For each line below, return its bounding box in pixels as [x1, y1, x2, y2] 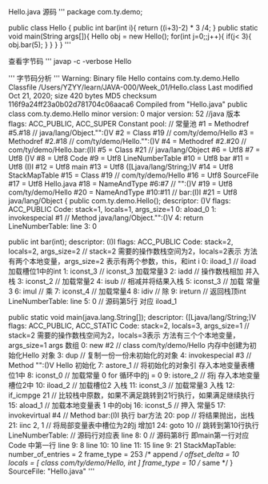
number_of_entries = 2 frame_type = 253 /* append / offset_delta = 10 [8, 450, 240, 458]
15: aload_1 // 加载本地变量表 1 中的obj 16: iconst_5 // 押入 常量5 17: [8, 401, 226, 410]
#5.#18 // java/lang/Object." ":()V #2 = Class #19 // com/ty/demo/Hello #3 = [8, 128, 254, 138]
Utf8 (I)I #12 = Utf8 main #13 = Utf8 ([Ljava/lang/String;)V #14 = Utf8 [8, 162, 234, 171]
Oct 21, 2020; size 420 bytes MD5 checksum [8, 91, 158, 100]
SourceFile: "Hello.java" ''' [8, 466, 95, 476]
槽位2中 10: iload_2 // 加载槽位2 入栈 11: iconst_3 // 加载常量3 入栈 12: [8, 381, 235, 390]
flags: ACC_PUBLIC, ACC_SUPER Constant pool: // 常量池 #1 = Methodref [8, 119, 250, 128]
